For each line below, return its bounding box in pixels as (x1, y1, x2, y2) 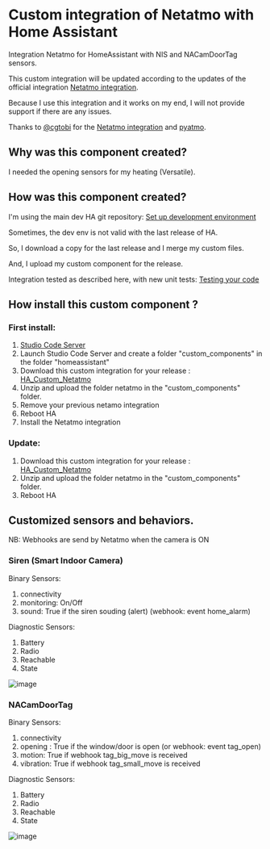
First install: (8, 321, 56, 332)
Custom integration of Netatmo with (8, 6, 255, 24)
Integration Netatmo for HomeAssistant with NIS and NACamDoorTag (8, 49, 238, 59)
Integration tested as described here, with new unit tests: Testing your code (8, 274, 260, 284)
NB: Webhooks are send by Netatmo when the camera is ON (8, 535, 210, 545)
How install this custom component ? (8, 297, 199, 312)
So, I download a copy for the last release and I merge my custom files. (8, 243, 244, 253)
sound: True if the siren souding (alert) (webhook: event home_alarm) (19, 606, 251, 616)
